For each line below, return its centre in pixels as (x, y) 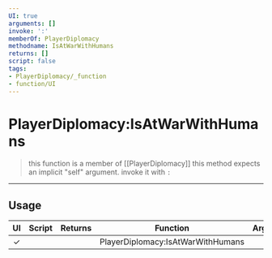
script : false (32, 62)
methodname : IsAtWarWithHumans (61, 46)
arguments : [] (32, 24)
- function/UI (32, 84)
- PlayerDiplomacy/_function (57, 76)
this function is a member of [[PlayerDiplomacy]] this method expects (144, 164)
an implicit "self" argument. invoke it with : (100, 172)
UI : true (23, 16)
